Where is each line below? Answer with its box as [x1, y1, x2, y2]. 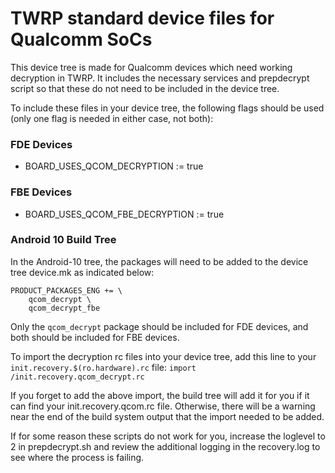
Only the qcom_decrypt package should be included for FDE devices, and [10, 320, 309, 332]
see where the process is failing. [10, 451, 145, 463]
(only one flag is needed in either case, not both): [10, 112, 214, 124]
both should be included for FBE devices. [10, 331, 180, 343]
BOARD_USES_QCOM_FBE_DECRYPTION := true [24, 208, 225, 220]
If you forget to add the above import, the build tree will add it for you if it [10, 389, 310, 401]
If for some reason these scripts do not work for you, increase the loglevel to [10, 430, 326, 442]
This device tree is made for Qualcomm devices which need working [10, 61, 293, 73]
